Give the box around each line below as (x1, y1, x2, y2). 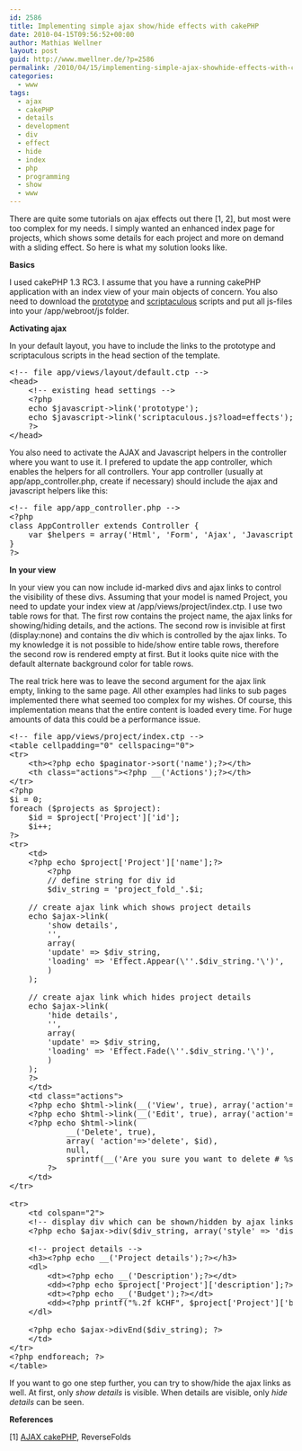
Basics (9, 260, 36, 270)
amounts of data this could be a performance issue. (9, 714, 200, 725)
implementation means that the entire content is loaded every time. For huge (9, 705, 293, 715)
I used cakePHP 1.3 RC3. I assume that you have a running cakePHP (9, 277, 262, 288)
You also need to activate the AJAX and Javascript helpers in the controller (9, 447, 288, 458)
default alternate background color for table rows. (9, 658, 194, 669)
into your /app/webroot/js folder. (9, 306, 129, 316)
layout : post (9, 47, 58, 56)
